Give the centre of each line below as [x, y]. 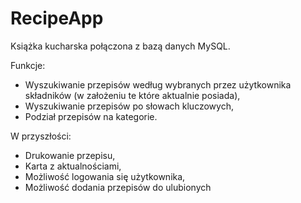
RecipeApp [57, 18]
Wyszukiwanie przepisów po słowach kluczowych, [129, 106]
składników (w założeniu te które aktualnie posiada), [132, 95]
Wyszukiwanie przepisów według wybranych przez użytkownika [158, 84]
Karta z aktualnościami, [73, 166]
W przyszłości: [41, 136]
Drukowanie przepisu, [70, 155]
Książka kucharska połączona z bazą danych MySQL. [120, 46]
